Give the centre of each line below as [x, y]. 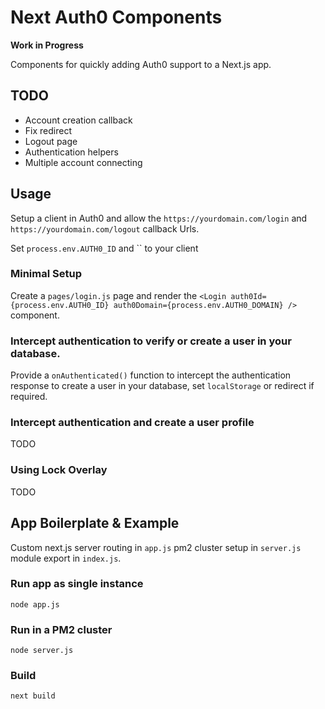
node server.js [42, 651]
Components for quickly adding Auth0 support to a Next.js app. [141, 64]
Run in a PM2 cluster [61, 629]
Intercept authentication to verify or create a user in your [151, 341]
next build [33, 696]
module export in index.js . [66, 558]
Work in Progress [47, 45]
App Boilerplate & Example [95, 523]
